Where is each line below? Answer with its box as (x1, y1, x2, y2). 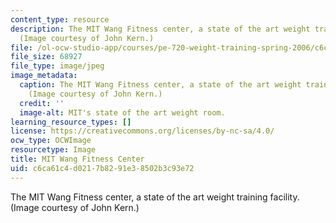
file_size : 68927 (10, 52, 83, 62)
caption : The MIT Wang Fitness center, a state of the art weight (19, 80, 302, 90)
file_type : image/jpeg (10, 61, 105, 71)
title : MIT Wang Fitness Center (10, 154, 145, 164)
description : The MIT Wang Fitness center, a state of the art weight (10, 24, 311, 34)
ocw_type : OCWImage (10, 136, 92, 146)
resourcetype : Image (10, 145, 97, 155)
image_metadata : (10, 71, 78, 81)
